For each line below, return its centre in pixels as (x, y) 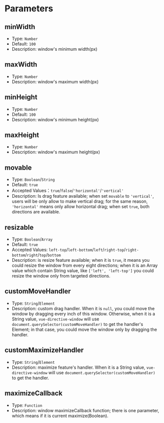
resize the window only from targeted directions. (61, 276)
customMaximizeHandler (44, 350)
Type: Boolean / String (33, 179)
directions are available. (36, 212)
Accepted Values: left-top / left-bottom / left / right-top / (69, 250)
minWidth (20, 27)
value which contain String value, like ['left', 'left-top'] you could (83, 271)
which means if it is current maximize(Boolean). (60, 416)
